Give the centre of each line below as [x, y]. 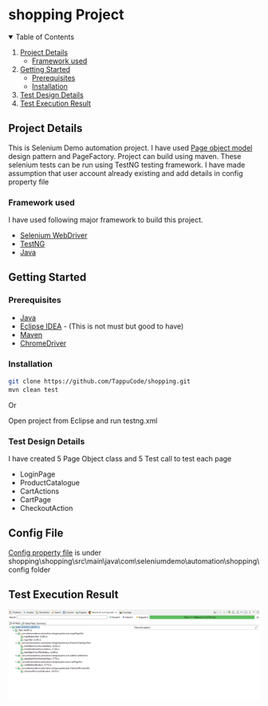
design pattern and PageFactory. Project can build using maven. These [125, 156]
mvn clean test [33, 389]
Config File [36, 533]
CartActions [39, 491]
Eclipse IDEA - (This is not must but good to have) [102, 326]
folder [41, 569]
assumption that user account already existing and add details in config [126, 173]
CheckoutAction [46, 509]
